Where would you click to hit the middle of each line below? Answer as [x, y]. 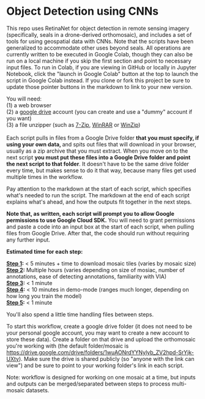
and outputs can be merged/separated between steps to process [88, 384]
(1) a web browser [29, 105]
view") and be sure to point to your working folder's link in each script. [95, 365]
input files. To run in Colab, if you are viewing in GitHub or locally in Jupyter [102, 67]
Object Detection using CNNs [83, 11]
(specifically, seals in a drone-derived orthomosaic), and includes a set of [99, 34]
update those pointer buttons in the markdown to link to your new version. [99, 86]
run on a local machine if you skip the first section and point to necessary [99, 61]
